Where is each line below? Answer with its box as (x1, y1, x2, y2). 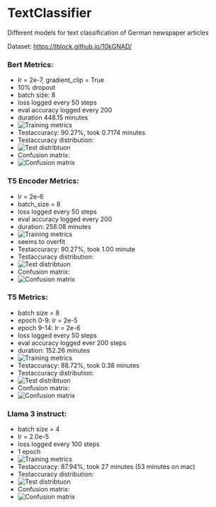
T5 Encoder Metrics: (7, 176, 79, 186)
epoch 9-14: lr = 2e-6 (17, 323, 81, 332)
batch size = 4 (17, 425, 60, 433)
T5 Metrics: (7, 292, 48, 302)
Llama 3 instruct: (7, 409, 67, 419)
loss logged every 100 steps (17, 440, 101, 448)
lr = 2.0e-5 (17, 433, 50, 441)
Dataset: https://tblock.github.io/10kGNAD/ (7, 42, 132, 50)
